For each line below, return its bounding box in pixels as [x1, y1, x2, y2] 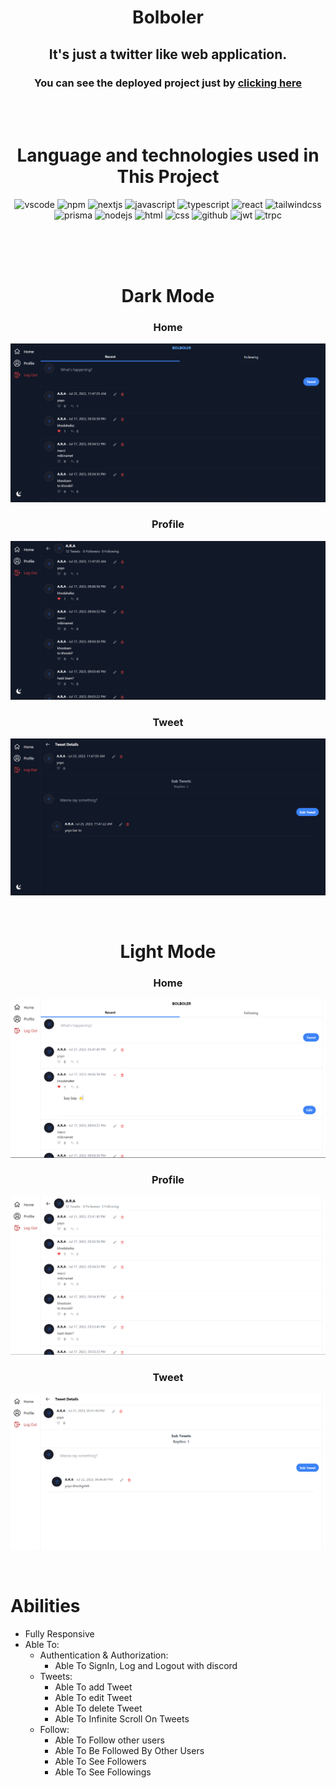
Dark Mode [121, 285, 215, 307]
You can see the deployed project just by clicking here [33, 76, 303, 90]
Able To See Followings [54, 1766, 152, 1778]
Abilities [10, 1595, 81, 1618]
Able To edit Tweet [54, 1691, 133, 1703]
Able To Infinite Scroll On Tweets [54, 1712, 190, 1725]
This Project [116, 166, 220, 188]
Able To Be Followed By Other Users [54, 1744, 205, 1756]
